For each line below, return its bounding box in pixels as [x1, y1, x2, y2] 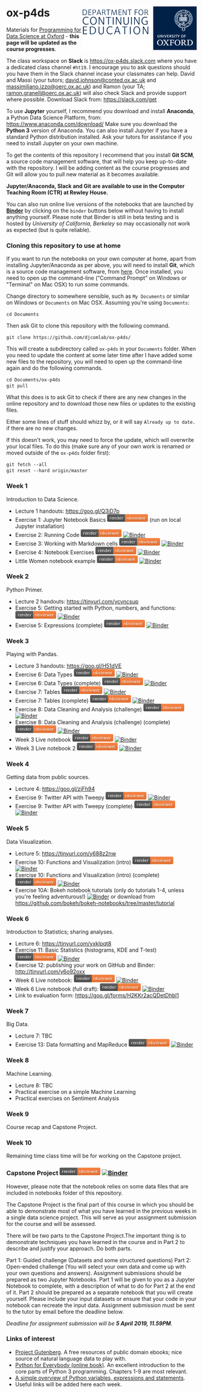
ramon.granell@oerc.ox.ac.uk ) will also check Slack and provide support [6, 89, 187, 96]
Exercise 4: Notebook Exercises [14, 548, 95, 556]
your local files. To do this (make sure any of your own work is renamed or [6, 443, 192, 450]
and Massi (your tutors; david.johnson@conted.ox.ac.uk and [6, 76, 156, 84]
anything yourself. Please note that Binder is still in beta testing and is [6, 213, 179, 220]
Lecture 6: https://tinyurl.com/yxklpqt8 [14, 940, 112, 947]
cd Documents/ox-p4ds [6, 377, 61, 383]
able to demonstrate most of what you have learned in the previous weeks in [6, 1207, 197, 1214]
